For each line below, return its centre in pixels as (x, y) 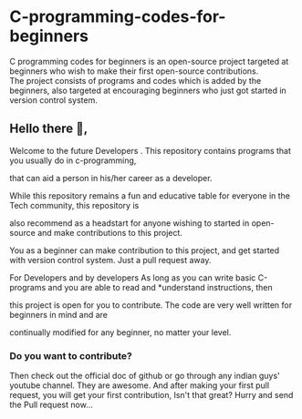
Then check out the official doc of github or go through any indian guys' (145, 376)
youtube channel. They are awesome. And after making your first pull (140, 385)
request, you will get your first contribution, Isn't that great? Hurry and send (151, 395)
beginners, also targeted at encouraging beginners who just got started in (148, 90)
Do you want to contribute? (71, 355)
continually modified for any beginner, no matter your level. (120, 332)
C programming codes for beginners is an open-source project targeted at (149, 61)
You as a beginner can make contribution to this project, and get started (145, 250)
